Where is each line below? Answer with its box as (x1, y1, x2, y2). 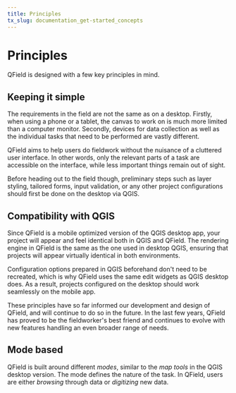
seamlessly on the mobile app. (7, 287, 97, 296)
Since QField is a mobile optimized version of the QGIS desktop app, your (7, 229, 221, 237)
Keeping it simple (7, 91, 85, 103)
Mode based (7, 344, 63, 356)
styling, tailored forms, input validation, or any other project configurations (7, 182, 223, 191)
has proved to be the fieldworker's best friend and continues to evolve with (7, 316, 225, 325)
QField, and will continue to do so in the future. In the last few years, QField (7, 308, 225, 318)
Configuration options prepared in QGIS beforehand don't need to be (7, 265, 208, 274)
